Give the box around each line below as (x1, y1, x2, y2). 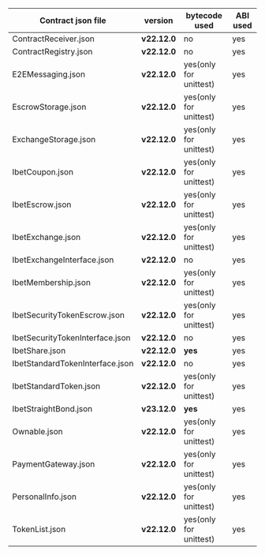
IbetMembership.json (12, 277, 91, 287)
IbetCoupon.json (12, 167, 73, 177)
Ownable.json (12, 426, 63, 437)
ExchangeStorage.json (12, 134, 96, 144)
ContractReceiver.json (12, 33, 95, 44)
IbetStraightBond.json (12, 403, 93, 414)
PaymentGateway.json (12, 459, 95, 469)
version (144, 15, 174, 26)
